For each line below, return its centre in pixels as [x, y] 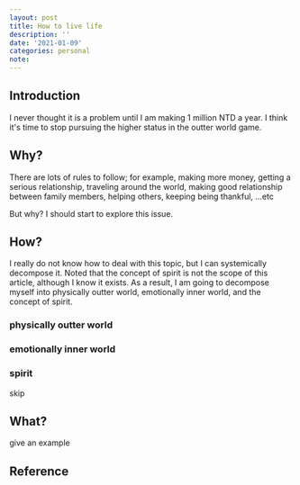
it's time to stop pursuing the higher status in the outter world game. [136, 127]
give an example [40, 443]
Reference [39, 471]
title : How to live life [56, 26]
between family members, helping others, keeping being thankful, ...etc [142, 196]
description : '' [40, 34]
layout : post [34, 18]
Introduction [45, 96]
